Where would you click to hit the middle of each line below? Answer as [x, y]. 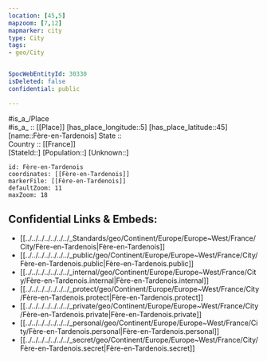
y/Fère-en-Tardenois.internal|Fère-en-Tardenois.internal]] [114, 281]
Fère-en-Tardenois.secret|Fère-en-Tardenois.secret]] [107, 348]
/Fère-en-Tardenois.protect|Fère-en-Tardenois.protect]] [112, 298]
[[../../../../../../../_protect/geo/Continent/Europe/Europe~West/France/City [139, 289]
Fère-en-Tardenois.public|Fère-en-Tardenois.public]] [106, 264]
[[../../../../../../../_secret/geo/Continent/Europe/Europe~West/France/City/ [139, 340]
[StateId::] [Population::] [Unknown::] [69, 152]
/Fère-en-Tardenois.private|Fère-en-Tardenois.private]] [110, 315]
